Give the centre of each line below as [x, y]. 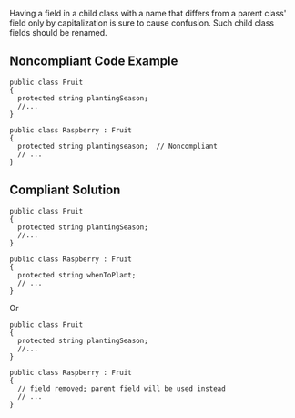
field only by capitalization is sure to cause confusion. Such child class [142, 23]
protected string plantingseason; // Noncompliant [118, 146]
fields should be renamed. [58, 32]
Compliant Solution [65, 190]
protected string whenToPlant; [77, 275]
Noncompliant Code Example [94, 62]
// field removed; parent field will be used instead [122, 388]
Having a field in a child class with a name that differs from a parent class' [148, 13]
